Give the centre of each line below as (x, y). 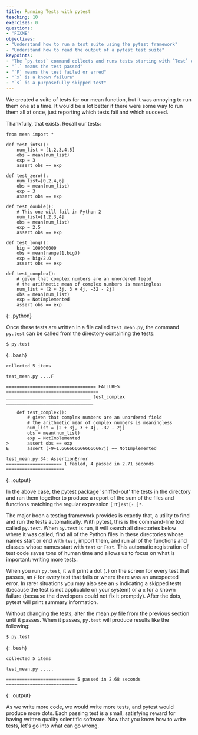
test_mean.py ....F (30, 376)
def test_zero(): (27, 176)
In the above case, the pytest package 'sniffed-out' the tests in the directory (99, 491)
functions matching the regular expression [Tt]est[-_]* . (75, 504)
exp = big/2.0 (34, 258)
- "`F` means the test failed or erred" (57, 72)
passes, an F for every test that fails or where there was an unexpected (92, 577)
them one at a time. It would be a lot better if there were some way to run (95, 106)
